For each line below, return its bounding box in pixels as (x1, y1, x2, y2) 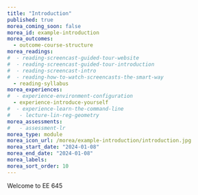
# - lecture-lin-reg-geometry (7, 112, 99, 118)
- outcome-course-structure (13, 42, 94, 49)
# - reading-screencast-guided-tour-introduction (7, 61, 155, 68)
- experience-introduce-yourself (13, 99, 109, 106)
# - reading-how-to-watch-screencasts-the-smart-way (7, 73, 164, 81)
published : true (7, 16, 53, 23)
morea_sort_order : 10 (7, 162, 69, 170)
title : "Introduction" (7, 10, 72, 17)
